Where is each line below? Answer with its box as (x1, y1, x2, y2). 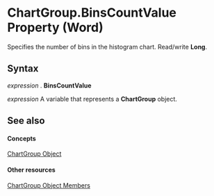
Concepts (7, 134, 36, 142)
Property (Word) (7, 19, 104, 35)
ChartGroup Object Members (7, 181, 90, 189)
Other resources (7, 165, 56, 174)
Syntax (7, 63, 39, 74)
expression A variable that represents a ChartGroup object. (7, 95, 177, 103)
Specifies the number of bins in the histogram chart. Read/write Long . (7, 42, 208, 51)
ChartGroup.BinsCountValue (7, 5, 177, 21)
